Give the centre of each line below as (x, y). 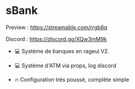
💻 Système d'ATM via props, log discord (65, 65)
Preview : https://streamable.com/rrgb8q (57, 27)
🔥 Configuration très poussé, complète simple (72, 79)
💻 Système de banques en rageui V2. (62, 51)
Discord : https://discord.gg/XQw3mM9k (56, 39)
